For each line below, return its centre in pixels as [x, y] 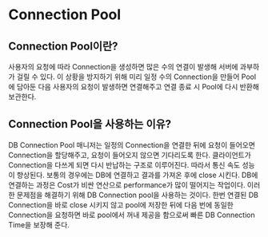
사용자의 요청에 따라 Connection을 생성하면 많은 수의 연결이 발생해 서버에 [123, 67]
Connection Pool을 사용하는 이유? [90, 124]
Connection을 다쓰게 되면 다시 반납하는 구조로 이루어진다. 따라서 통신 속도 [124, 164]
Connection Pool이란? [63, 46]
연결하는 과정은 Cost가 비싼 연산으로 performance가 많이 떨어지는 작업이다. [127, 184]
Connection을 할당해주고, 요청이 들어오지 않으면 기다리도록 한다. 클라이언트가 [130, 155]
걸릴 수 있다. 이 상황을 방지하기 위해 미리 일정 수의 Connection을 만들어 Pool [136, 77]
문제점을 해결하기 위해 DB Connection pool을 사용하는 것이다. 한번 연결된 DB [137, 195]
